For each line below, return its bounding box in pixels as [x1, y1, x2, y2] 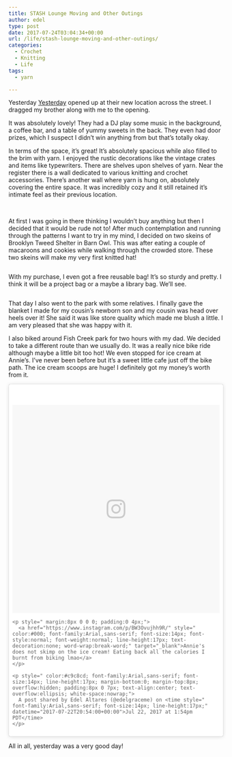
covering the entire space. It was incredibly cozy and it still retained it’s [8, 183, 208, 192]
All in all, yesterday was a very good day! [8, 742, 124, 750]
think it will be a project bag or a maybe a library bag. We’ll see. [8, 280, 187, 288]
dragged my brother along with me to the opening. [8, 106, 150, 114]
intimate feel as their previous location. [8, 190, 117, 199]
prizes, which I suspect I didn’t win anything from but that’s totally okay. [8, 134, 209, 142]
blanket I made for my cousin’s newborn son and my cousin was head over [8, 306, 218, 315]
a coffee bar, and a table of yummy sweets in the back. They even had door [8, 126, 221, 134]
